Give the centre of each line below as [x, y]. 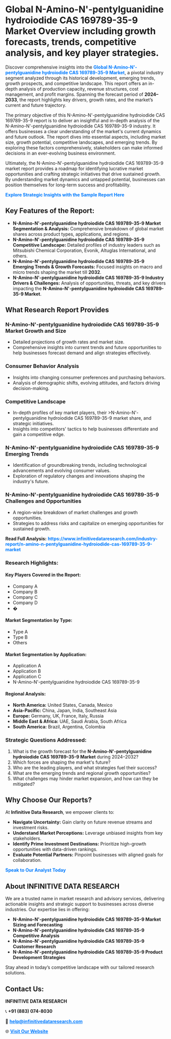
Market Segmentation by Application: [46, 654]
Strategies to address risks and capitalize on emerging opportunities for [88, 523]
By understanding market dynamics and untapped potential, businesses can [85, 179]
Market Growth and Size [36, 331]
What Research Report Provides [57, 310]
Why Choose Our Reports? [48, 800]
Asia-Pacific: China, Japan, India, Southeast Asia [65, 710]
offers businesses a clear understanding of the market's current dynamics [83, 131]
